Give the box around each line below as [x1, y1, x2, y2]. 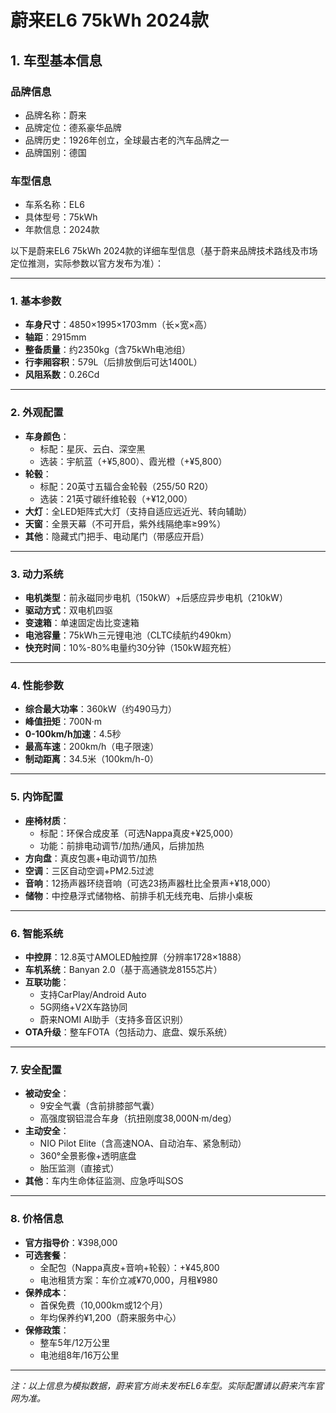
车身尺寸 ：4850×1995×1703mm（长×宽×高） [24, 319, 213, 331]
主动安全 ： [24, 1125, 70, 1137]
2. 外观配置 [10, 406, 64, 420]
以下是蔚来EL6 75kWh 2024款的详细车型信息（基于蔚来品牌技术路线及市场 [10, 245, 318, 257]
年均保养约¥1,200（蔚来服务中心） [39, 1311, 182, 1323]
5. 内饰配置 [10, 790, 64, 804]
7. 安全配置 [10, 1062, 62, 1076]
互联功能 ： [24, 976, 70, 988]
